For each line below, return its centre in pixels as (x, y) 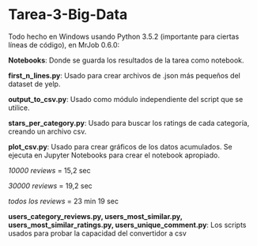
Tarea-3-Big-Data (68, 15)
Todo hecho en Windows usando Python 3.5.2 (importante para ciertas (124, 36)
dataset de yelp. (34, 84)
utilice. (19, 108)
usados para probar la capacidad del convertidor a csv (98, 233)
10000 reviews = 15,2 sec (49, 170)
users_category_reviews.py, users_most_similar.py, (95, 216)
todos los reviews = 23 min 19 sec (64, 201)
